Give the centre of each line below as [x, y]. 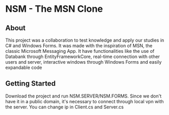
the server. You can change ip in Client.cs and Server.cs [65, 107]
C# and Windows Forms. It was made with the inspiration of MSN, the [79, 46]
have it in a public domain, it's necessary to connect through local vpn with [85, 101]
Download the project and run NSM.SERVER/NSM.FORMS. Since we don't [83, 96]
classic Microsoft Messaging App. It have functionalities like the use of [80, 51]
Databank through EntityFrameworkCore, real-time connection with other [83, 56]
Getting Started [31, 83]
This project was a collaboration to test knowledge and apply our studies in [85, 40]
